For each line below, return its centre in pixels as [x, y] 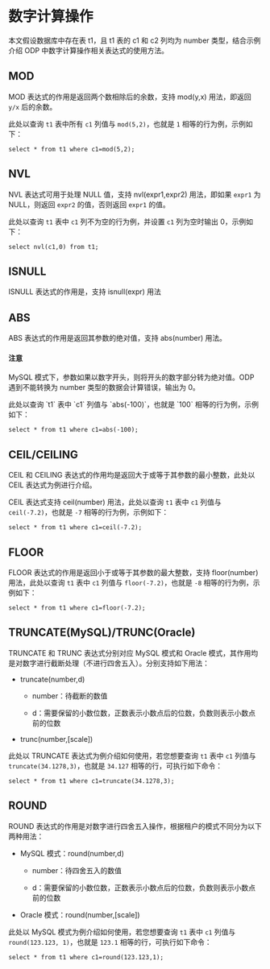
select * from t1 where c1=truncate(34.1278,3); [91, 781]
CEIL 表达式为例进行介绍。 [52, 485]
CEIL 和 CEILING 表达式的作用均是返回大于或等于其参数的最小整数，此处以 [132, 475]
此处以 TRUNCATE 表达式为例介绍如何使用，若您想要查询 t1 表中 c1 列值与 [132, 756]
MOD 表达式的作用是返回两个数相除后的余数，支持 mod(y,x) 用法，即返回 [130, 97]
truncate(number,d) [52, 679]
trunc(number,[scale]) [56, 739]
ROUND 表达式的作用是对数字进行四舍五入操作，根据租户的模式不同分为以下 [135, 826]
